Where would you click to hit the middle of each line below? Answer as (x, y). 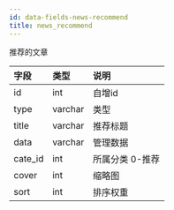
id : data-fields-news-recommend (68, 17)
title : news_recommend (51, 26)
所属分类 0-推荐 (126, 159)
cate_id (29, 158)
